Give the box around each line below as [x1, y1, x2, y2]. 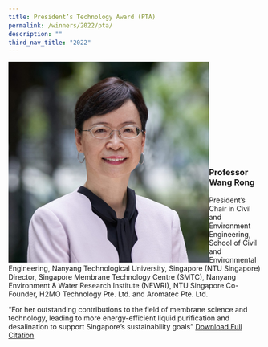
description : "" [8, 30, 63, 38]
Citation [8, 330, 35, 340]
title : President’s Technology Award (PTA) [8, 13, 156, 21]
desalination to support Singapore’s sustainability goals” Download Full [8, 321, 242, 331]
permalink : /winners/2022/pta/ [8, 21, 113, 30]
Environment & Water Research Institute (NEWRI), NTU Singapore [8, 280, 225, 290]
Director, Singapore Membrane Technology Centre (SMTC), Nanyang [8, 271, 237, 281]
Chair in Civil [209, 203, 251, 213]
